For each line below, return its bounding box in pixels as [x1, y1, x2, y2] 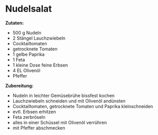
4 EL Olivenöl [12, 67, 41, 74]
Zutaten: [5, 20, 24, 26]
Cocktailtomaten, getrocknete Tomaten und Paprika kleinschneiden [12, 103, 153, 109]
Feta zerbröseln [12, 114, 46, 120]
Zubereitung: [5, 82, 34, 89]
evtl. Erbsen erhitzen [12, 109, 56, 115]
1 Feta [12, 56, 25, 62]
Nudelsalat [5, 3, 52, 15]
